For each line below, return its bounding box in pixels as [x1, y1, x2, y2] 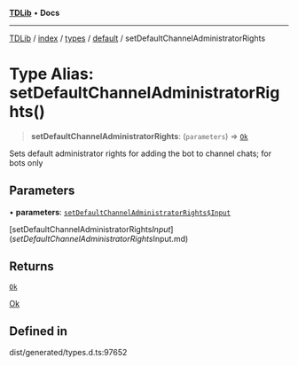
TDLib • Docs [9, 8, 60, 18]
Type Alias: [9, 64, 95, 84]
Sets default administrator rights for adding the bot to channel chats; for [9, 148, 272, 159]
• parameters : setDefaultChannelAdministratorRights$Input [9, 206, 231, 217]
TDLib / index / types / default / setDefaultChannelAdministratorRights [9, 33, 266, 43]
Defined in [9, 323, 68, 339]
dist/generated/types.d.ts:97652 [9, 347, 128, 358]
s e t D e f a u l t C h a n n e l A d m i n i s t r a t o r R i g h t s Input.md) [12, 233, 189, 244]
